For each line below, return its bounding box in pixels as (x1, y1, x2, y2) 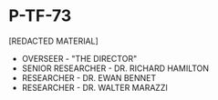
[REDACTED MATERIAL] (8, 35, 99, 46)
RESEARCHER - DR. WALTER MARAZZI (21, 82, 168, 93)
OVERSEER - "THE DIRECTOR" (21, 53, 138, 64)
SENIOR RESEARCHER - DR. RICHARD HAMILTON (21, 63, 210, 74)
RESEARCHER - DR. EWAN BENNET (21, 72, 157, 83)
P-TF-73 (8, 5, 72, 26)
